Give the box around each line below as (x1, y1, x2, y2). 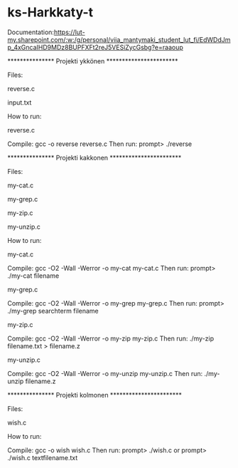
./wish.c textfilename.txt (7, 453, 78, 462)
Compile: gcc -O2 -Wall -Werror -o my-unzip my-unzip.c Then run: (7, 369, 203, 378)
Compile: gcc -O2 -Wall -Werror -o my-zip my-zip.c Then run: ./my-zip (7, 334, 215, 343)
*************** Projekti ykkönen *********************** (7, 56, 179, 65)
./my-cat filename (7, 271, 60, 280)
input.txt (7, 98, 32, 107)
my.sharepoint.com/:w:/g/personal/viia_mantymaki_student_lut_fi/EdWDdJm (7, 35, 231, 43)
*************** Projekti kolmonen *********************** (7, 390, 183, 399)
